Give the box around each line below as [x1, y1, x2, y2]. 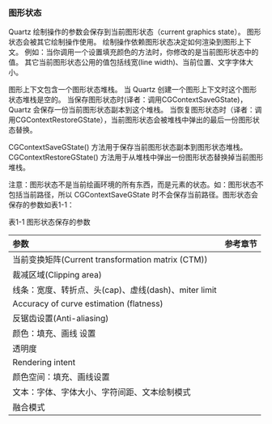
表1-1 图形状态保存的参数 [8, 217, 91, 227]
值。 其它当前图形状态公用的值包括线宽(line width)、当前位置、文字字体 [8, 57, 247, 67]
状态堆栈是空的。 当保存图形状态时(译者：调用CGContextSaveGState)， [8, 95, 248, 104]
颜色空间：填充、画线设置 [12, 371, 111, 383]
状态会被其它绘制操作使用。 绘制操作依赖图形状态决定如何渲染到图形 [8, 37, 237, 47]
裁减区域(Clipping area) [12, 269, 103, 281]
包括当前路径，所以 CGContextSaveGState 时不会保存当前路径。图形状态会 [8, 190, 259, 200]
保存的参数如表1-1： [8, 200, 74, 210]
